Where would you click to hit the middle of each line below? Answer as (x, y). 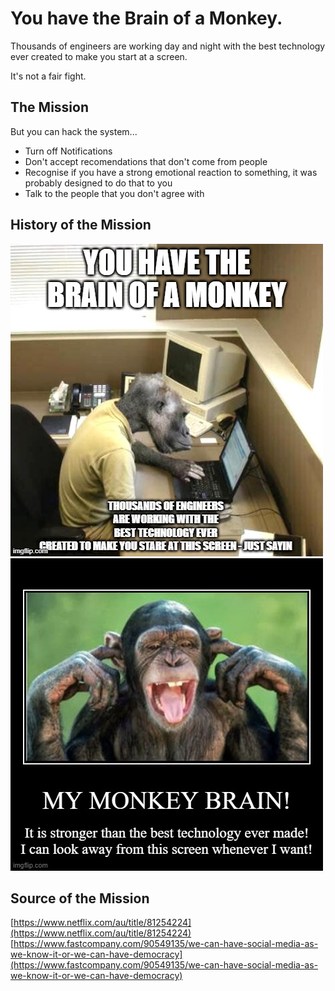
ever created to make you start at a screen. (99, 56)
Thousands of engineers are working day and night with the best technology (168, 46)
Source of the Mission (80, 898)
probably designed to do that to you (98, 183)
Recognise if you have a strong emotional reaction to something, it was (171, 172)
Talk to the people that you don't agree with (114, 193)
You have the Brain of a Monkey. (146, 18)
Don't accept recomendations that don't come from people (146, 161)
